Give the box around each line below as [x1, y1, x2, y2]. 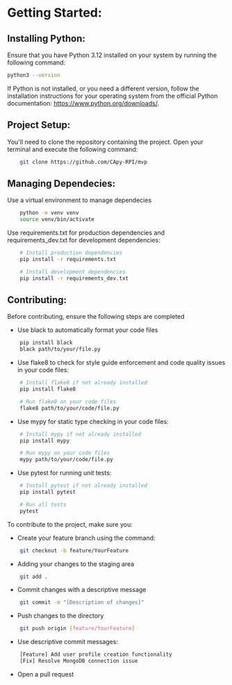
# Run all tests [19, 501, 67, 508]
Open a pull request [17, 670, 74, 678]
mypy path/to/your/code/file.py [19, 456, 113, 463]
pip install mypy [19, 437, 70, 444]
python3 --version [7, 72, 60, 79]
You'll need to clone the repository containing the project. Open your [7, 138, 204, 146]
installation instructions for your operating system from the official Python [7, 92, 218, 100]
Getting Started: [7, 5, 102, 21]
